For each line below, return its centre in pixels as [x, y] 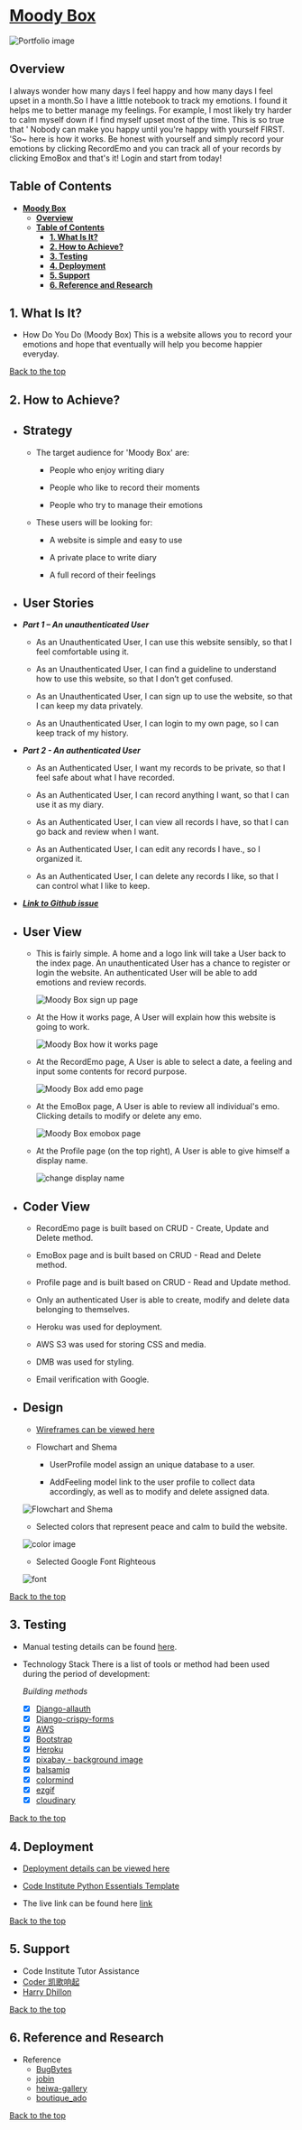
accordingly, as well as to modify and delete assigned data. [160, 1491]
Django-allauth [64, 1709]
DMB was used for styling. [85, 1362]
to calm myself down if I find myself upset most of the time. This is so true [147, 119]
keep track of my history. [82, 733]
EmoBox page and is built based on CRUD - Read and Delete [148, 1255]
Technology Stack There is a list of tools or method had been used [146, 1664]
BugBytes [54, 2069]
